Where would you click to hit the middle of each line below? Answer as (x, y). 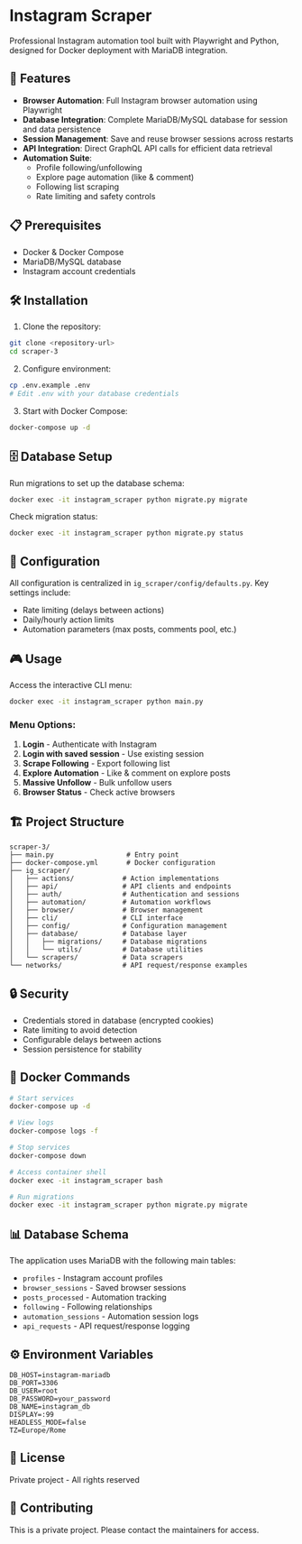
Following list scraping (78, 187)
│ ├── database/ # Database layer (98, 933)
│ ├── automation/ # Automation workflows (110, 902)
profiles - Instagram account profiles (93, 1278)
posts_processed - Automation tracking (94, 1297)
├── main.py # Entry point (94, 855)
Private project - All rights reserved (74, 1479)
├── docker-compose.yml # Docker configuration (113, 862)
